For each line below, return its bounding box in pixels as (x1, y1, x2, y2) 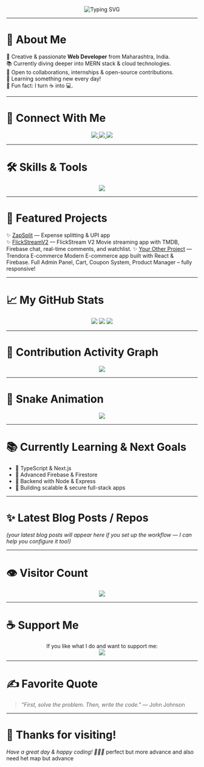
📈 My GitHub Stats (6, 293, 104, 307)
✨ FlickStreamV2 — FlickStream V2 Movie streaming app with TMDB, (6, 238, 180, 246)
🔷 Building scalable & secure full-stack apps (15, 484, 126, 491)
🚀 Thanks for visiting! (6, 728, 117, 742)
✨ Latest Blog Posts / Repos (6, 511, 149, 525)
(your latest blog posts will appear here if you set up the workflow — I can (6, 531, 192, 539)
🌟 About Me (6, 33, 67, 47)
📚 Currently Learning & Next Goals (6, 440, 187, 454)
